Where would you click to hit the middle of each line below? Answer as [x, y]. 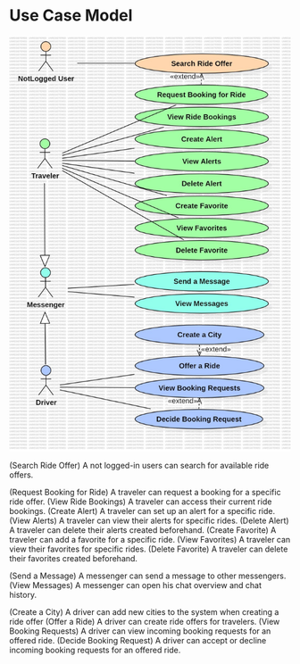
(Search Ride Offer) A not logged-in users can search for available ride [139, 465]
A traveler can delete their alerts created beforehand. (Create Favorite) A [143, 530]
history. [23, 595]
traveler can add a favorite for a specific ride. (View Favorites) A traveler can [150, 539]
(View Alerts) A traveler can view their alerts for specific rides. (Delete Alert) [149, 520]
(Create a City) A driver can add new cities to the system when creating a [144, 612]
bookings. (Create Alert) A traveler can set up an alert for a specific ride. [142, 511]
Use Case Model [71, 16]
